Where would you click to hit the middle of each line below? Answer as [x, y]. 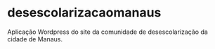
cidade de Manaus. [35, 39]
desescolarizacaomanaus [84, 13]
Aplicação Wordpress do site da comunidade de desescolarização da [108, 32]
